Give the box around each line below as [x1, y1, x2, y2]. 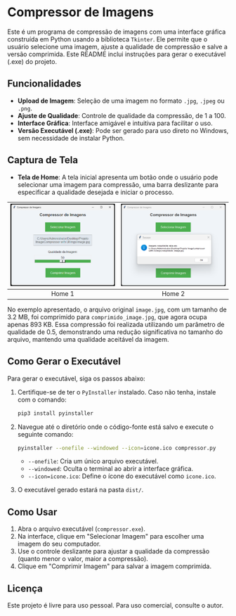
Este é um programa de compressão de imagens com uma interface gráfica [7, 27, 226, 36]
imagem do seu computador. [17, 539, 101, 548]
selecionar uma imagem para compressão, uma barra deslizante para [17, 180, 219, 188]
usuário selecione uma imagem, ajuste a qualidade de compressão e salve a [7, 42, 228, 51]
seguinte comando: [17, 430, 74, 438]
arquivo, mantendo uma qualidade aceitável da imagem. [7, 335, 169, 343]
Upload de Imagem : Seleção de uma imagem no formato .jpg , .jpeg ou [17, 96, 225, 105]
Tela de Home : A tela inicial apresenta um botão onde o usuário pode [17, 173, 218, 181]
